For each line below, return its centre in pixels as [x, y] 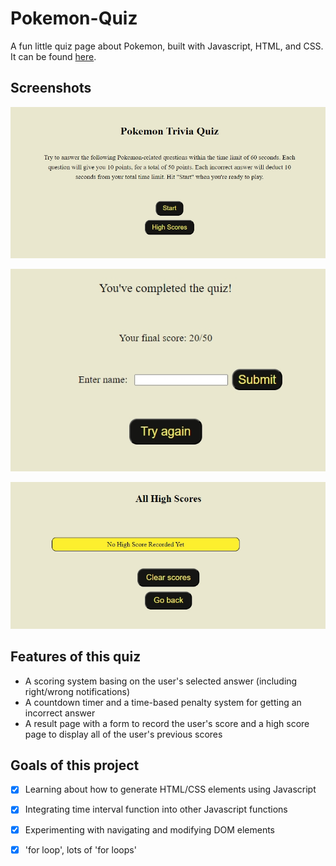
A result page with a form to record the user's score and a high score [167, 723]
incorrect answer [60, 713]
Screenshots [51, 88]
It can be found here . [53, 56]
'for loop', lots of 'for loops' [80, 849]
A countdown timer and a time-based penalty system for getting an [163, 702]
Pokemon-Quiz [74, 18]
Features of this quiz [76, 657]
